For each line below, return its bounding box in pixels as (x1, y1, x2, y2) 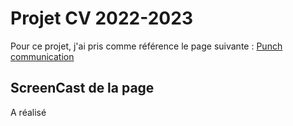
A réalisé (10, 106, 47, 118)
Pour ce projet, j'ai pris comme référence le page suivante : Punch (10, 40, 283, 52)
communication (10, 50, 75, 62)
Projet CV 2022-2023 (10, 7, 193, 30)
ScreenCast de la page (10, 80, 155, 97)
